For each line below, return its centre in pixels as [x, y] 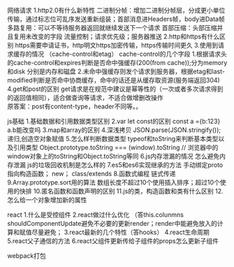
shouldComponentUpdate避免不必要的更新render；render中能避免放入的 [112, 223]
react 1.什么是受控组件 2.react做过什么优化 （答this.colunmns [95, 215]
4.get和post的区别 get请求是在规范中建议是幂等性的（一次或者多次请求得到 [115, 89]
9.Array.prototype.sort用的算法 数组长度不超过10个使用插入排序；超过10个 [114, 182]
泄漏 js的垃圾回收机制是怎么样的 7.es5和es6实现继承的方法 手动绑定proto [118, 165]
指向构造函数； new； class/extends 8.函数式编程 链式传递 [92, 174]
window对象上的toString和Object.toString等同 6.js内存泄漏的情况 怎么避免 [114, 156]
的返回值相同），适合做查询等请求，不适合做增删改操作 [85, 98]
